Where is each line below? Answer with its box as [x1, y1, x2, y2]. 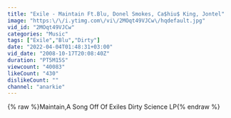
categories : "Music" [7, 30, 69, 38]
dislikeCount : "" [7, 76, 59, 84]
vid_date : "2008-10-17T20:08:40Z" [7, 50, 111, 58]
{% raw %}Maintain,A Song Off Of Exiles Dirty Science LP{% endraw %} [7, 102, 220, 111]
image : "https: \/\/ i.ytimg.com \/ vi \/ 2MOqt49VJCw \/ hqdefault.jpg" [7, 17, 205, 24]
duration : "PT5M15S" [7, 57, 69, 64]
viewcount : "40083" [7, 63, 66, 70]
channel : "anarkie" [7, 83, 66, 90]
